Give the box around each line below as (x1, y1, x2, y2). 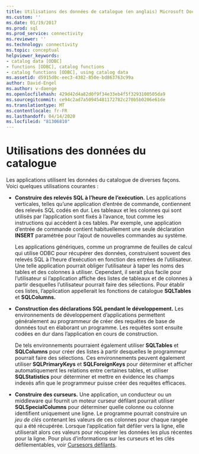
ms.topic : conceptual (6, 47, 60, 53)
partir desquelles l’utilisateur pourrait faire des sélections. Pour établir (14, 281, 185, 288)
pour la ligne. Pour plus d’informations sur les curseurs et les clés (14, 435, 175, 442)
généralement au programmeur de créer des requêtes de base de (14, 318, 175, 325)
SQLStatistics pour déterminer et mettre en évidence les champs (14, 373, 175, 381)
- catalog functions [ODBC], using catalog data (6, 69, 129, 75)
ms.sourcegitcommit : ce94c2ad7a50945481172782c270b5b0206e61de (6, 96, 166, 102)
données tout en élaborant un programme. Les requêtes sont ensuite (14, 324, 183, 331)
